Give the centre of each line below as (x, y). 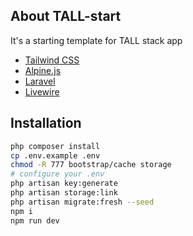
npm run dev (35, 220)
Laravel (40, 81)
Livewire (42, 91)
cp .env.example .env (55, 155)
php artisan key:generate (64, 184)
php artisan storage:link (64, 193)
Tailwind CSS (52, 60)
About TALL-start (66, 16)
